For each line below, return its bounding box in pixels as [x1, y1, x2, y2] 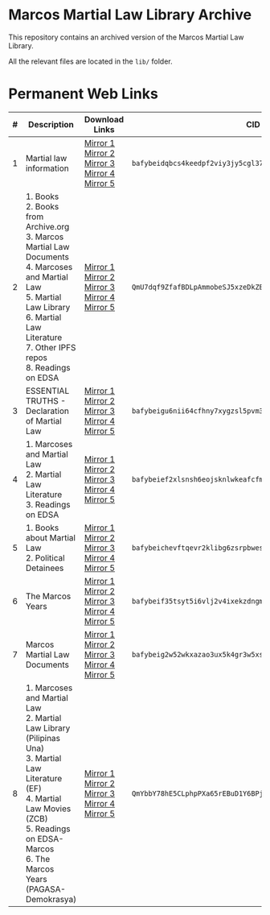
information [25, 163, 70, 174]
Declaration [25, 405, 70, 416]
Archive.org [25, 221, 70, 232]
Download [84, 114, 125, 125]
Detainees [25, 562, 64, 573]
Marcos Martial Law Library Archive [8, 6, 252, 24]
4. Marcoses [25, 261, 73, 272]
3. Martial [25, 752, 62, 764]
